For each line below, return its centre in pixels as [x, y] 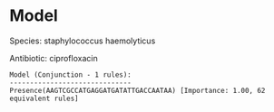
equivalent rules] [44, 98]
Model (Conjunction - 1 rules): [70, 75]
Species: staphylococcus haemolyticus [83, 41]
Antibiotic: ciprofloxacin [54, 58]
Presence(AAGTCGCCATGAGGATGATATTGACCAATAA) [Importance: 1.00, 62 [137, 90]
